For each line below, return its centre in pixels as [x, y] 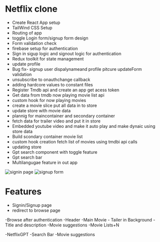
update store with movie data [41, 110]
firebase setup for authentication [45, 48]
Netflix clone [31, 9]
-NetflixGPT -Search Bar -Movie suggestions [50, 234]
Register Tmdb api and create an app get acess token [66, 90]
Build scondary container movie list [47, 136]
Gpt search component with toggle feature [55, 152]
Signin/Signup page [32, 205]
